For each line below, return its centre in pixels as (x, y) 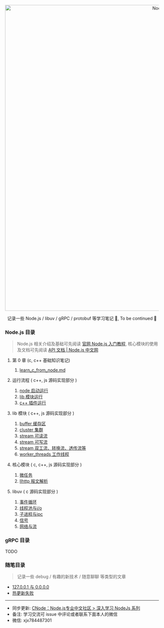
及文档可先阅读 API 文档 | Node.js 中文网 (58, 350)
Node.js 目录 (20, 332)
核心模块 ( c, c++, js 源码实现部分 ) (47, 465)
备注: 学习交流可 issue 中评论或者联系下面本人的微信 (65, 614)
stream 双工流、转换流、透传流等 (53, 448)
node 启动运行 (34, 391)
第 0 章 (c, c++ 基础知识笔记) (41, 360)
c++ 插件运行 (33, 403)
